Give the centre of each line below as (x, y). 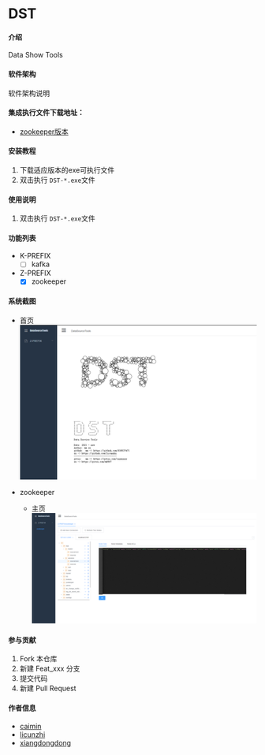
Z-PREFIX (35, 273)
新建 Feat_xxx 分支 (50, 669)
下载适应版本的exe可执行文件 (67, 170)
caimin (30, 726)
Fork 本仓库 (38, 659)
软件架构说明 (29, 93)
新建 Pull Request (48, 688)
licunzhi (32, 735)
